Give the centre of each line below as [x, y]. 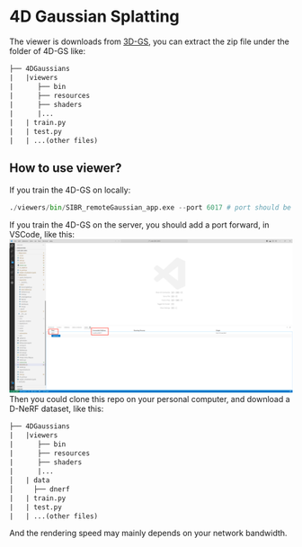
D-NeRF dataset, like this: [57, 409]
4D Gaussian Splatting [94, 17]
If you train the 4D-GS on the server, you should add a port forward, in [139, 224]
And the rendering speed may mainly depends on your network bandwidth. [148, 534]
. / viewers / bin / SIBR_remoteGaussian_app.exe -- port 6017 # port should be [151, 207]
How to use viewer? [66, 168]
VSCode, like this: [42, 234]
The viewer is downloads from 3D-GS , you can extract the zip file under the [149, 41]
